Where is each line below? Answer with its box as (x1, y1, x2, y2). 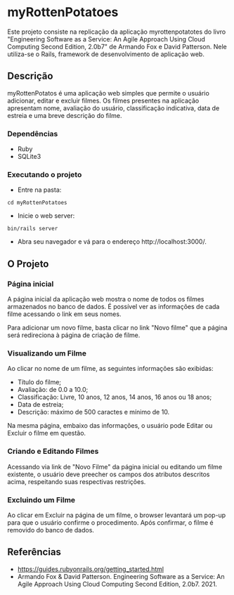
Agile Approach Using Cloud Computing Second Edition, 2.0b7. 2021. (17, 580, 218, 588)
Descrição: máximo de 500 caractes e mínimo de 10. (17, 408, 170, 417)
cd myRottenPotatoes (7, 200, 68, 207)
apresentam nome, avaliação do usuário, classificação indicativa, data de (7, 103, 220, 112)
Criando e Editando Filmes (7, 447, 99, 457)
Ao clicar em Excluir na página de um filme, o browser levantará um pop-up (7, 511, 226, 519)
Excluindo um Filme (7, 495, 76, 504)
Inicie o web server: (17, 211, 75, 220)
